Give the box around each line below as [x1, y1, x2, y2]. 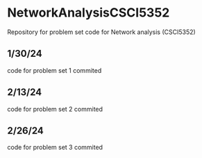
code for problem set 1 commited [7, 66, 102, 74]
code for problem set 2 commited [7, 105, 103, 113]
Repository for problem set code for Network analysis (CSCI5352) [7, 28, 196, 36]
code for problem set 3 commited [7, 143, 103, 152]
